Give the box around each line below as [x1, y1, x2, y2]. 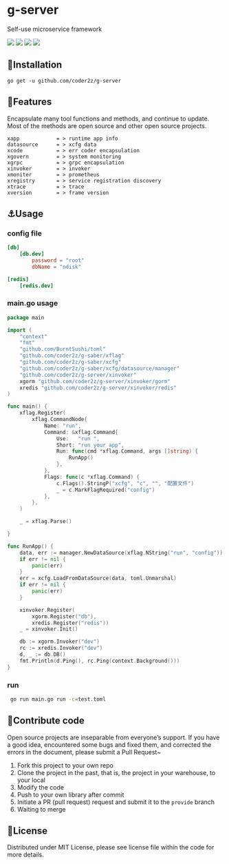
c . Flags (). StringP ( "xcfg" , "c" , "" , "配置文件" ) [56, 480, 195, 487]
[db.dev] [19, 251, 45, 258]
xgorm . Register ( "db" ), [32, 613, 97, 620]
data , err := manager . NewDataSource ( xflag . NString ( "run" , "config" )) [19, 549, 223, 556]
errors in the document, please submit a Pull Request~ [7, 748, 162, 756]
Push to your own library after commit [17, 790, 124, 799]
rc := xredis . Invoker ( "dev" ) [19, 645, 103, 652]
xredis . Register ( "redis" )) [32, 619, 109, 626]
